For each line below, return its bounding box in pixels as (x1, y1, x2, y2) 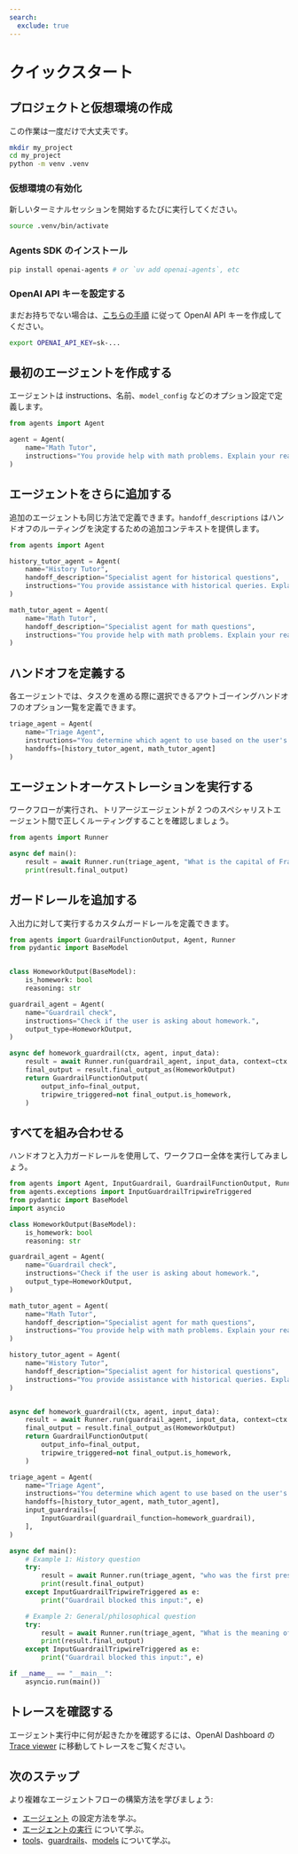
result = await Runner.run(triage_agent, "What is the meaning (41, 1629, 279, 1638)
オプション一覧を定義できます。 (24, 702, 141, 712)
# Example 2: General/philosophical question (25, 1612, 197, 1621)
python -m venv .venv (9, 160, 90, 169)
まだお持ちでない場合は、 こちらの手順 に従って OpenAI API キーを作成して (9, 310, 283, 320)
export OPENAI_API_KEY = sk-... (9, 338, 122, 347)
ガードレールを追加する (9, 892, 137, 907)
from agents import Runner (9, 833, 109, 843)
